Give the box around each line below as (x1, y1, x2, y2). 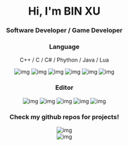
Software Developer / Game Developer (6, 26, 122, 35)
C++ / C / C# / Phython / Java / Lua (19, 56, 110, 64)
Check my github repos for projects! (9, 112, 119, 121)
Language (49, 43, 80, 51)
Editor (55, 84, 73, 92)
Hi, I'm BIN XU (28, 4, 101, 18)
